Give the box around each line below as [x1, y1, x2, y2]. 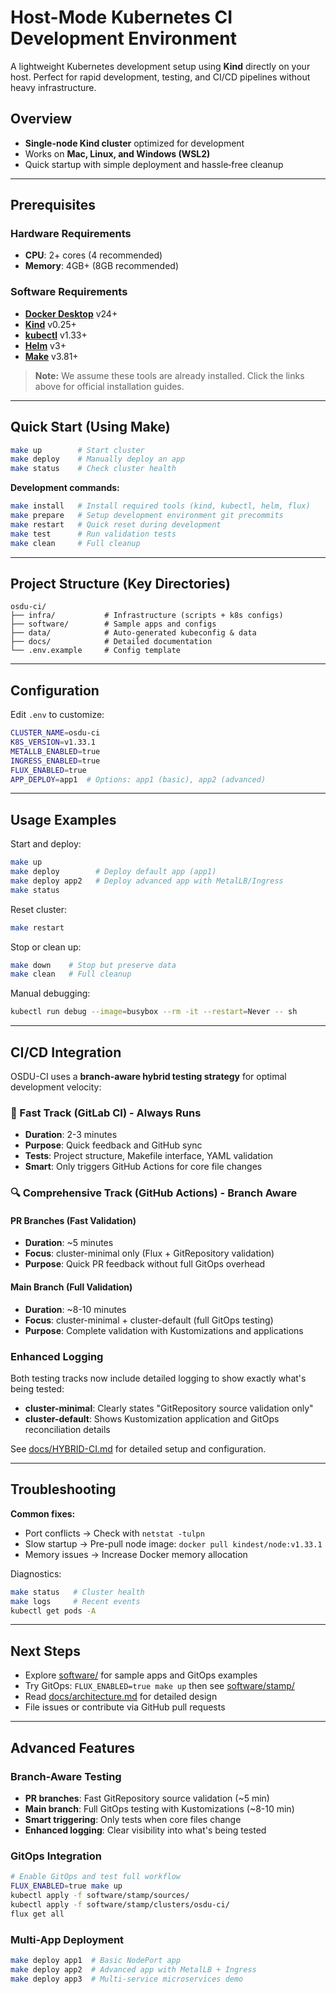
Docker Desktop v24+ [24, 307, 118, 320]
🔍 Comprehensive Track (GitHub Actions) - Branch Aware [10, 1186, 298, 1200]
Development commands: [10, 482, 120, 494]
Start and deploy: [10, 838, 82, 850]
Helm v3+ [24, 339, 67, 351]
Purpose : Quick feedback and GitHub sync [24, 1139, 203, 1151]
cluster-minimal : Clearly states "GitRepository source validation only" [24, 1402, 314, 1414]
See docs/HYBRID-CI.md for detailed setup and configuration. [10, 1442, 267, 1455]
